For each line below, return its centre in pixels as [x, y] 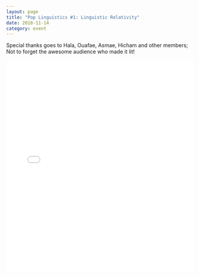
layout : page [22, 12]
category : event [26, 28]
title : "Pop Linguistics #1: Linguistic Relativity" [73, 17]
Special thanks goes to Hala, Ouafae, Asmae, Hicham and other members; [97, 45]
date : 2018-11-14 [28, 23]
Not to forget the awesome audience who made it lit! [71, 52]
